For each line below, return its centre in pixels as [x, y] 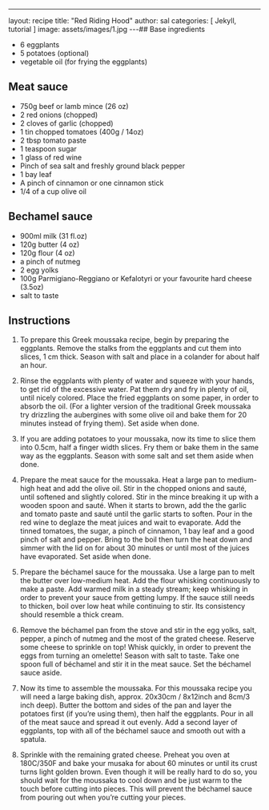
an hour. [34, 365]
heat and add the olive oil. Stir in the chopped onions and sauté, [141, 489]
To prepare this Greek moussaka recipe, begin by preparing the [124, 340]
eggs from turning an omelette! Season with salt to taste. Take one [130, 656]
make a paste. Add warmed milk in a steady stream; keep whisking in [134, 589]
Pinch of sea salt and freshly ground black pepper [102, 166]
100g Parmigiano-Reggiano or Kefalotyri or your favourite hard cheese [136, 278]
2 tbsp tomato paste [53, 140]
